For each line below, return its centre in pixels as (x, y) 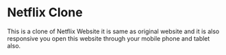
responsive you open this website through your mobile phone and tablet (109, 38)
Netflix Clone (45, 13)
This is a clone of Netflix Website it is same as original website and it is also (113, 31)
